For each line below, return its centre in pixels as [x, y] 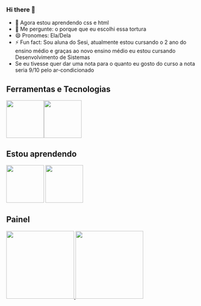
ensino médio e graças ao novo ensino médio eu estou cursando [95, 51]
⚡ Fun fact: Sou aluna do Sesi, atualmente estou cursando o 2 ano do [100, 42]
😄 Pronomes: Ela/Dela [43, 36]
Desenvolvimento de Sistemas [52, 57]
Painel [18, 220]
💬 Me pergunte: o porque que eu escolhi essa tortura [80, 29]
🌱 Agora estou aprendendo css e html [62, 23]
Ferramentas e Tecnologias [59, 89]
